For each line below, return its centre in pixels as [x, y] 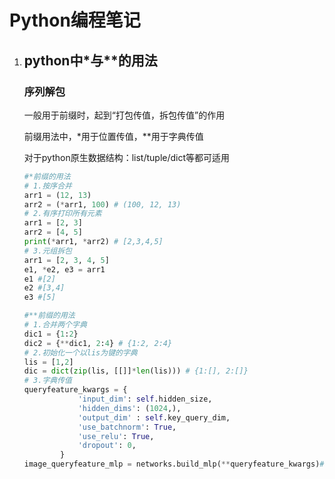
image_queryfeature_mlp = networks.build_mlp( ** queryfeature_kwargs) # [174, 464]
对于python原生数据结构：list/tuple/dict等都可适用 [127, 157]
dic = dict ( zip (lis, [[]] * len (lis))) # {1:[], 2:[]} [136, 371]
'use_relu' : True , [116, 436]
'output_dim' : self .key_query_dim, [154, 417]
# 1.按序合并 [47, 186]
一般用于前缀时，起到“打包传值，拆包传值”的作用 [124, 115]
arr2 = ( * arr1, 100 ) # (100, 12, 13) [102, 204]
